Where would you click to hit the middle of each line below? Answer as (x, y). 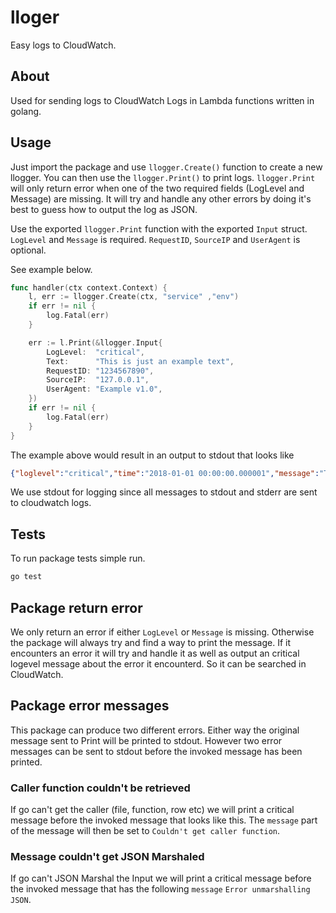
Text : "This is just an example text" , (140, 361)
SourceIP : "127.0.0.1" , (98, 380)
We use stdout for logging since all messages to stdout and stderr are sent (164, 492)
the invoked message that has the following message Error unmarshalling (160, 889)
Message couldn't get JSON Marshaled (107, 856)
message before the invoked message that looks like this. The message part (164, 820)
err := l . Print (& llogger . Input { (95, 342)
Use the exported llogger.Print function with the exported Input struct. (159, 228)
